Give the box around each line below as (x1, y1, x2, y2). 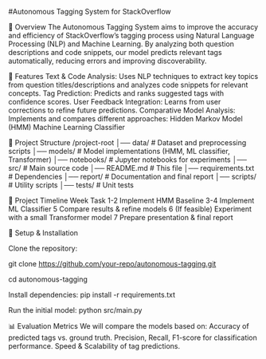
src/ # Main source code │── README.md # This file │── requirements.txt (8, 164, 255, 172)
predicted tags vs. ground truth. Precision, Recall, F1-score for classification (8, 333, 257, 342)
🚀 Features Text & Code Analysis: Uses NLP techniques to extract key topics (8, 72, 259, 81)
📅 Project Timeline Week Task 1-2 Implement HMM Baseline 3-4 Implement (8, 195, 255, 205)
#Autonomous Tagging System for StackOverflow (8, 7, 171, 16)
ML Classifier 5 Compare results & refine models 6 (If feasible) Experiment (8, 204, 252, 214)
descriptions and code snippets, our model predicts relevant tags (8, 48, 222, 57)
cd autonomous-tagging (8, 274, 88, 284)
